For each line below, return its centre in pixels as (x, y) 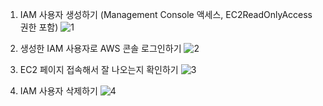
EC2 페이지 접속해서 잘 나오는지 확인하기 (99, 69)
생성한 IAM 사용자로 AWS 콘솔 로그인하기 (100, 48)
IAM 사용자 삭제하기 (58, 91)
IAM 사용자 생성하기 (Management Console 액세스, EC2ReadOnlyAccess (166, 14)
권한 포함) (39, 27)
